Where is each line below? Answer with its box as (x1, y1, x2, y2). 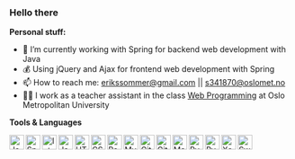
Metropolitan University (22, 100, 110, 110)
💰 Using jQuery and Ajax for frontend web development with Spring (22, 64, 275, 75)
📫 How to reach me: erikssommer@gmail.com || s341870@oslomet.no (22, 77, 286, 88)
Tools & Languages (9, 117, 83, 128)
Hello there (9, 6, 58, 19)
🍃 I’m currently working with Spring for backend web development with (22, 44, 286, 55)
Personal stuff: (9, 27, 67, 38)
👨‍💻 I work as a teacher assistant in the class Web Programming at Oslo (22, 90, 285, 101)
